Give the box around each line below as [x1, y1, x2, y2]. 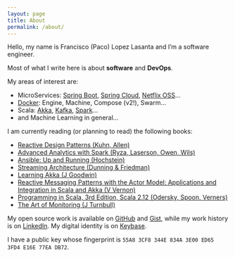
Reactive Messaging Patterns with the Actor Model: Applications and [17, 178, 217, 187]
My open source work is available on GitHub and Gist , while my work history [7, 214, 229, 222]
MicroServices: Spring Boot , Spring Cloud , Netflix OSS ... [17, 91, 181, 99]
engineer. [7, 50, 35, 58]
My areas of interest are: [7, 77, 79, 86]
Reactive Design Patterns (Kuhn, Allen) [17, 141, 130, 149]
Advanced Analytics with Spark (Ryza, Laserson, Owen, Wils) [17, 149, 196, 157]
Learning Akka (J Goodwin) [17, 170, 97, 180]
